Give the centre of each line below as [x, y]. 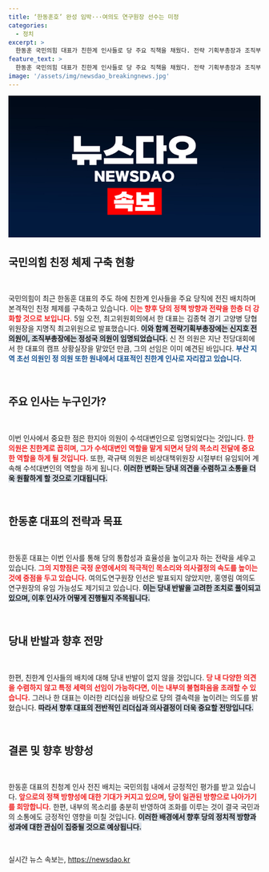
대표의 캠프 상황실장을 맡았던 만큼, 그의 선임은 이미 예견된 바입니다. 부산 [137, 349]
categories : [28, 25]
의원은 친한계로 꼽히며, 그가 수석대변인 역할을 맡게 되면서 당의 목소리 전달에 [124, 448]
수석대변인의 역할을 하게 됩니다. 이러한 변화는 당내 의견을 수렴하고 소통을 [135, 468]
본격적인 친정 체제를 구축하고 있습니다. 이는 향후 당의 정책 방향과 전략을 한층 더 [130, 309]
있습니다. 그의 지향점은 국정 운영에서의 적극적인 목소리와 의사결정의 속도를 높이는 [133, 567]
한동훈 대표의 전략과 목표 [65, 521]
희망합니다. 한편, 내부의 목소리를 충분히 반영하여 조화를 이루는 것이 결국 [127, 807]
